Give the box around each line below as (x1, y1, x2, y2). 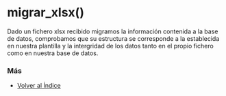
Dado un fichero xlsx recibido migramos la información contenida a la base (7, 27, 218, 35)
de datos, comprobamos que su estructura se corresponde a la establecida (7, 34, 220, 42)
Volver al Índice (16, 82, 61, 90)
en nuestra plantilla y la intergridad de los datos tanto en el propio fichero (7, 42, 214, 50)
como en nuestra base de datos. (7, 49, 99, 57)
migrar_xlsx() (7, 5, 84, 20)
